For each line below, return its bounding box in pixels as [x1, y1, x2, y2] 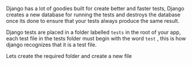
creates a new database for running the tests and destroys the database [6, 11, 181, 18]
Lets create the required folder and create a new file [6, 53, 132, 59]
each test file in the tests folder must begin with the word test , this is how [6, 35, 186, 42]
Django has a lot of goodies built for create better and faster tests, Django [6, 5, 185, 12]
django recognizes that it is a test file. [6, 41, 97, 48]
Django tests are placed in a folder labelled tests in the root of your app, [6, 29, 181, 36]
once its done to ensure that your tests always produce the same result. [6, 18, 180, 24]
